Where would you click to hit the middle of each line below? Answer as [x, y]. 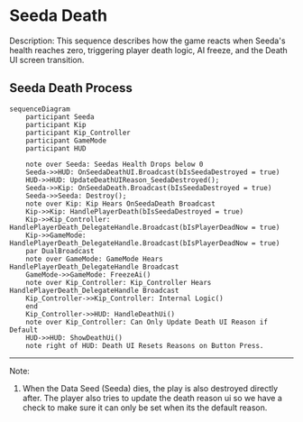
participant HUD [56, 148]
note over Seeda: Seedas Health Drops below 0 [115, 164]
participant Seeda [60, 117]
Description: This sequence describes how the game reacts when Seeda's [147, 41]
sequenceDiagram [40, 109]
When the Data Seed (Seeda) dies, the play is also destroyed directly [150, 388]
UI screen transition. [47, 60]
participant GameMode [66, 141]
